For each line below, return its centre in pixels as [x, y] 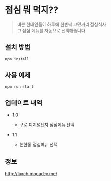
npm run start [20, 87]
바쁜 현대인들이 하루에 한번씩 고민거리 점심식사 [61, 24]
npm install [17, 59]
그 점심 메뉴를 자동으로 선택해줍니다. [52, 30]
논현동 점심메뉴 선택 [38, 145]
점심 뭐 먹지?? [32, 10]
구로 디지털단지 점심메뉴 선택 [47, 125]
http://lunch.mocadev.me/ [31, 174]
